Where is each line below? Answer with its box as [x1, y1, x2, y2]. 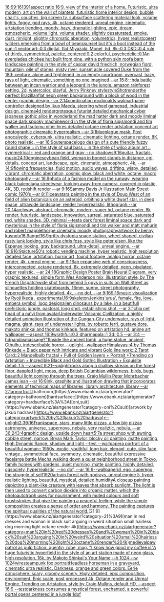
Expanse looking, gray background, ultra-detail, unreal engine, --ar [5, 243, 140, 249]
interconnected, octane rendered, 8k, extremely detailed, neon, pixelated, [5, 264, 153, 269]
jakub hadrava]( [5, 409, 37, 415]
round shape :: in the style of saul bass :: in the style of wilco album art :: [5, 144, 151, 150]
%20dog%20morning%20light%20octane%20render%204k [5, 539, 128, 545]
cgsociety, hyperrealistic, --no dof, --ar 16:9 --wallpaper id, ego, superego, [5, 467, 154, 472]
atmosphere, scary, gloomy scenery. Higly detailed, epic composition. [5, 571, 145, 576]
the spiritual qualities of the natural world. [5, 508, 89, 514]
